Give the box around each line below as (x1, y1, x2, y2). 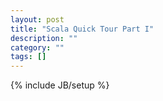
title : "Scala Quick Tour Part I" (10, 24, 155, 34)
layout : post (10, 14, 65, 25)
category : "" (10, 42, 65, 53)
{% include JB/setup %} (10, 79, 110, 91)
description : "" (10, 33, 78, 43)
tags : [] (10, 52, 47, 62)
